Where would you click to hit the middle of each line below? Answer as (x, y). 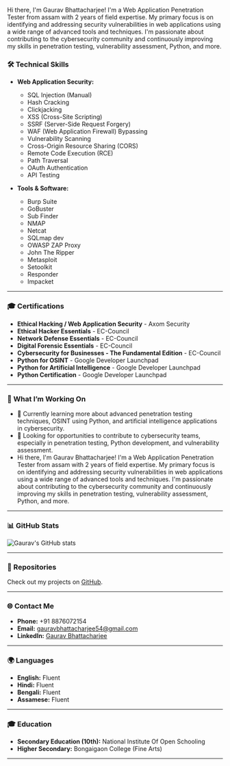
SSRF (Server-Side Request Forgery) (79, 124)
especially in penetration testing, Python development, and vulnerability (118, 443)
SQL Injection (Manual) (60, 95)
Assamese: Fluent (43, 700)
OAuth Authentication (57, 168)
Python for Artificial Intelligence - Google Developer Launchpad (108, 367)
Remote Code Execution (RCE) (70, 153)
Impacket (40, 282)
